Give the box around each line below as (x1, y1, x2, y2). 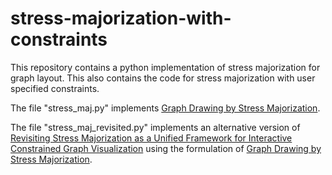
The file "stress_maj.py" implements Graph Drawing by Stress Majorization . (10, 102, 321, 114)
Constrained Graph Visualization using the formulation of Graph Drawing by (10, 142, 322, 154)
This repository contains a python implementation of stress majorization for (10, 61, 321, 73)
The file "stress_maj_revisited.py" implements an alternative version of (10, 121, 301, 133)
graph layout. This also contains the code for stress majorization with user (10, 72, 316, 84)
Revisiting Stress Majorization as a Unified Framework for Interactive (10, 132, 293, 144)
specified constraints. (10, 82, 100, 94)
